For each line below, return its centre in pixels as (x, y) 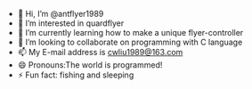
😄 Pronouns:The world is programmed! (90, 65)
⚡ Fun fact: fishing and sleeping (76, 75)
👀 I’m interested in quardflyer (71, 23)
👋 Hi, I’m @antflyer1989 (61, 14)
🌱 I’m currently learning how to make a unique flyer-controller (130, 32)
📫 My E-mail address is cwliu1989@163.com (100, 52)
